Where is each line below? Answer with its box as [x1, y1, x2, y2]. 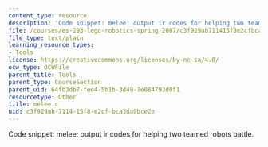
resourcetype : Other [8, 93, 77, 101]
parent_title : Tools [8, 71, 77, 79]
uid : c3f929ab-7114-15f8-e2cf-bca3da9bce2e [8, 108, 156, 116]
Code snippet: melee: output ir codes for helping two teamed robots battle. [8, 130, 254, 139]
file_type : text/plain [8, 33, 84, 42]
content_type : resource [8, 11, 88, 20]
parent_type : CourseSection [8, 78, 102, 86]
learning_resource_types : [8, 41, 94, 49]
